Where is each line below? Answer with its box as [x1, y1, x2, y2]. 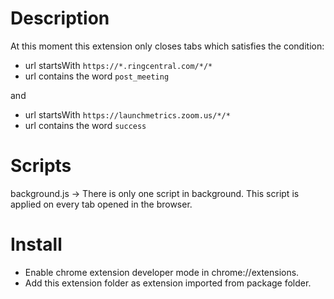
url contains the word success [24, 119, 147, 131]
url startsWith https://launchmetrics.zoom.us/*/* [24, 108, 231, 121]
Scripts [10, 155, 72, 177]
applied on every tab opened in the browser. [10, 198, 193, 210]
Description [10, 7, 110, 30]
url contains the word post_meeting [24, 70, 170, 82]
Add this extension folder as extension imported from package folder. [24, 277, 312, 289]
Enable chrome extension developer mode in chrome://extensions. [24, 266, 300, 278]
